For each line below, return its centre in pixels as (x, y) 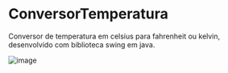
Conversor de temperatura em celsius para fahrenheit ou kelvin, (114, 36)
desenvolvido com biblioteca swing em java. (82, 44)
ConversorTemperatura (89, 14)
